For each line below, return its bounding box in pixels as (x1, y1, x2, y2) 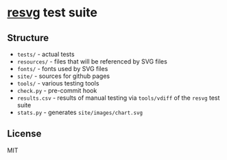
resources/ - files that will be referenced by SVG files (16, 57, 168, 66)
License (7, 128, 42, 139)
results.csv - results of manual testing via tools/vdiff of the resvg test (16, 94, 220, 102)
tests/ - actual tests (16, 50, 75, 58)
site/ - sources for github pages (16, 72, 110, 80)
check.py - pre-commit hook (16, 87, 97, 94)
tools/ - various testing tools (16, 79, 99, 87)
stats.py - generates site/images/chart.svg (16, 108, 143, 116)
